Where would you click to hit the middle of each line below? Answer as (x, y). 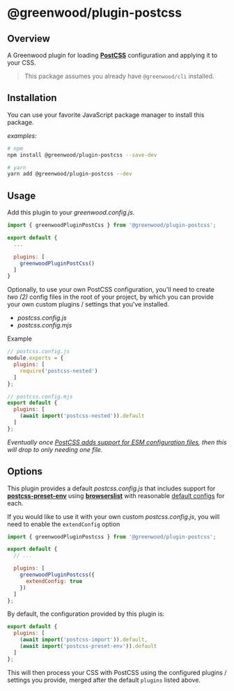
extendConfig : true (54, 581)
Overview (29, 39)
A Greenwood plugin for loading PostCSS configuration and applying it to (112, 55)
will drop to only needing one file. (55, 449)
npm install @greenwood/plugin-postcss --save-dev (82, 155)
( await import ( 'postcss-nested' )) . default (82, 416)
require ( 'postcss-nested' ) (59, 371)
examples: (22, 135)
